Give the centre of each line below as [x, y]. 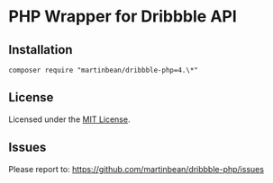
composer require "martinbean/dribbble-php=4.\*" [104, 70]
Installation [41, 50]
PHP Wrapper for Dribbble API [123, 17]
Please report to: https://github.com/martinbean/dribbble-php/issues [136, 169]
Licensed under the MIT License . [69, 119]
